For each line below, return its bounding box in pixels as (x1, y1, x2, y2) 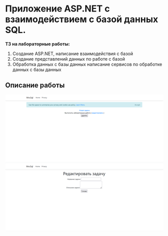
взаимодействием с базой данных (5, 14, 158, 25)
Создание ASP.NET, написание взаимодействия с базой (12, 51, 133, 57)
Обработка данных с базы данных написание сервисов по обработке (12, 61, 162, 67)
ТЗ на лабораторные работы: (5, 41, 70, 47)
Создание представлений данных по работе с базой (12, 56, 125, 62)
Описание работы (5, 81, 65, 90)
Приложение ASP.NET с (5, 3, 110, 15)
